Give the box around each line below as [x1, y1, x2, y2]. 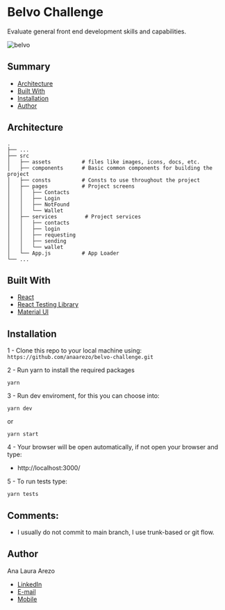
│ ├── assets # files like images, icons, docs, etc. [7, 158, 200, 166]
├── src [7, 152, 30, 159]
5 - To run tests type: [7, 477, 67, 485]
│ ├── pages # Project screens [7, 182, 135, 190]
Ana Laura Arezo [7, 566, 56, 575]
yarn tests [7, 491, 39, 498]
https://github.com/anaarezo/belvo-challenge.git [7, 354, 154, 361]
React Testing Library [17, 300, 78, 309]
